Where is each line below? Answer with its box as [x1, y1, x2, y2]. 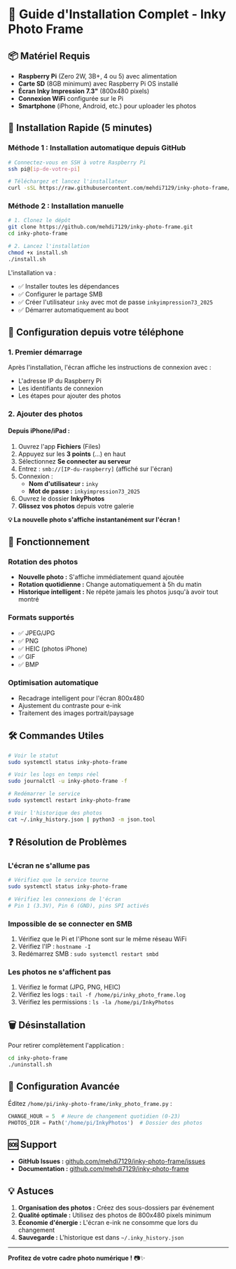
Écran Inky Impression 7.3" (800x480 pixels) [18, 87, 150, 95]
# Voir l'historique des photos [8, 809, 102, 817]
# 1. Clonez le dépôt [8, 217, 71, 224]
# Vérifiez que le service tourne [8, 877, 109, 884]
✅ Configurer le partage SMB [18, 290, 103, 298]
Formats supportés [8, 613, 75, 623]
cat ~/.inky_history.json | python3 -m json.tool [8, 816, 156, 823]
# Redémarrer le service [8, 791, 81, 798]
